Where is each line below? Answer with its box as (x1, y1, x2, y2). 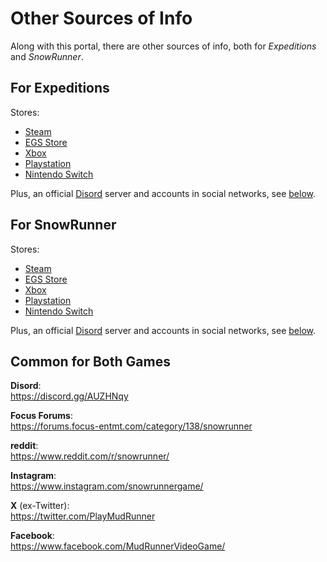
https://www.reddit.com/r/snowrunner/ (10, 450, 170, 462)
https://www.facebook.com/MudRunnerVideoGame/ (10, 540, 226, 552)
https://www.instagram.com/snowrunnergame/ (10, 480, 204, 492)
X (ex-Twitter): (10, 500, 70, 512)
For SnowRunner (10, 217, 117, 234)
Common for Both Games (10, 353, 171, 370)
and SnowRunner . (10, 50, 84, 62)
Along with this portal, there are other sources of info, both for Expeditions (10, 40, 317, 52)
